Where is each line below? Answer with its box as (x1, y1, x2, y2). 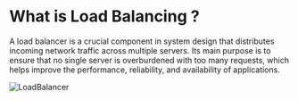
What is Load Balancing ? (9, 6, 200, 27)
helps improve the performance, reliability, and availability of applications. (9, 64, 281, 75)
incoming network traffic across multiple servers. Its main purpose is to (9, 45, 271, 55)
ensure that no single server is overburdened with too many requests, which (9, 54, 290, 65)
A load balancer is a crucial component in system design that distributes (9, 36, 275, 46)
